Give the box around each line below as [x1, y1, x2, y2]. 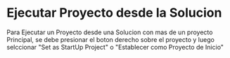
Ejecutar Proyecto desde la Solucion [6, 5, 222, 21]
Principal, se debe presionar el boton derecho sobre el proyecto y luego [6, 35, 215, 43]
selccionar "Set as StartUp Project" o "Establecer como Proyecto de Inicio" [6, 43, 224, 51]
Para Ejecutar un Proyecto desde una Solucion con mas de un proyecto [6, 28, 213, 36]
